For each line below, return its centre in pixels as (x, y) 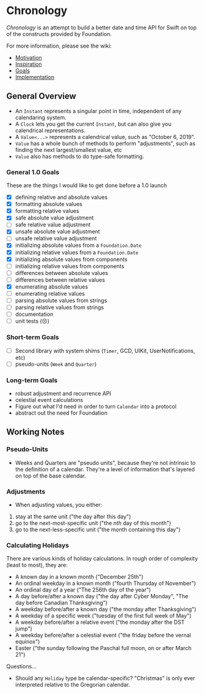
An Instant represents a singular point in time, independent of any (98, 111)
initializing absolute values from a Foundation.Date (78, 245)
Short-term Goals (33, 337)
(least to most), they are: (37, 565)
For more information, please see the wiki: (59, 46)
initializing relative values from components (70, 266)
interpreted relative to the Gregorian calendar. (72, 685)
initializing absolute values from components (71, 259)
